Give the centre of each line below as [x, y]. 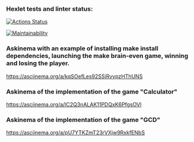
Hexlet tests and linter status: [50, 9]
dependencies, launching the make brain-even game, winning [97, 56]
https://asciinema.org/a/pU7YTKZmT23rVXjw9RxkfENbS [76, 133]
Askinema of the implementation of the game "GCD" [83, 120]
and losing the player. [38, 63]
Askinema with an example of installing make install [82, 49]
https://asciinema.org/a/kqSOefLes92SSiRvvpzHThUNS [74, 76]
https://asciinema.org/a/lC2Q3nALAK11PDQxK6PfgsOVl [74, 104]
